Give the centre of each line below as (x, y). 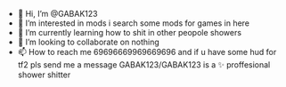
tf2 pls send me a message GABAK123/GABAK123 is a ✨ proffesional (144, 65)
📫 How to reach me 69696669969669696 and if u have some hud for (147, 52)
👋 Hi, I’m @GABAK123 (57, 14)
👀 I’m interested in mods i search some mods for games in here (134, 23)
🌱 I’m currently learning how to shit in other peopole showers (130, 32)
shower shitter (44, 75)
